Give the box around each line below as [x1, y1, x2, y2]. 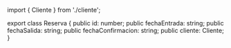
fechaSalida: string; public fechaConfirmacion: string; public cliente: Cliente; [7, 27, 225, 34]
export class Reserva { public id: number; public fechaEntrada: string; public [7, 19, 224, 27]
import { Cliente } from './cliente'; [7, 6, 101, 14]
